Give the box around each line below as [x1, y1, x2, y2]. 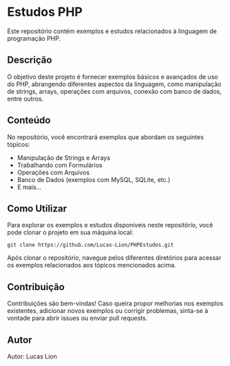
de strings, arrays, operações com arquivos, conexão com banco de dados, [7, 87, 222, 95]
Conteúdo [7, 114, 51, 126]
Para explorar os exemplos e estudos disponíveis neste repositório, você [7, 221, 213, 230]
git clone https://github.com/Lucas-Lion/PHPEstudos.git [7, 242, 174, 249]
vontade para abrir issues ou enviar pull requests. [7, 314, 148, 323]
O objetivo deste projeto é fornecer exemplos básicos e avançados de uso [7, 72, 218, 81]
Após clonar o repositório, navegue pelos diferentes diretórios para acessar [7, 254, 222, 262]
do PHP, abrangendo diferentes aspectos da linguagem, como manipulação [7, 80, 222, 88]
